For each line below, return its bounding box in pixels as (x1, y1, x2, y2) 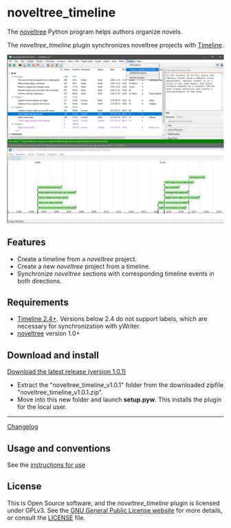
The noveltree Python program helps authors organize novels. (7, 27, 183, 36)
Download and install (7, 349, 100, 361)
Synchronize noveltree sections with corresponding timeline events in (16, 269, 214, 278)
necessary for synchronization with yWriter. (16, 322, 141, 331)
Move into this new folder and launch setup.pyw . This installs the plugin (16, 395, 222, 404)
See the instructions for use (7, 461, 86, 469)
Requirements (7, 296, 69, 308)
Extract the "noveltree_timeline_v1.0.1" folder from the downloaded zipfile (16, 381, 224, 389)
